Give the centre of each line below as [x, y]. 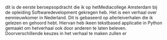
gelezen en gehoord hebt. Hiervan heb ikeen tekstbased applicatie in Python [84, 23]
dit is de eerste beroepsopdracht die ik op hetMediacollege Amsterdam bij [81, 7]
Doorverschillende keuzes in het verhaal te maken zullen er [66, 33]
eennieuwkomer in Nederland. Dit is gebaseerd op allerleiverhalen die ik [79, 18]
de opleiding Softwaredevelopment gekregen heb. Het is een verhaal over [81, 12]
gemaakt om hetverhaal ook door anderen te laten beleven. [66, 28]
